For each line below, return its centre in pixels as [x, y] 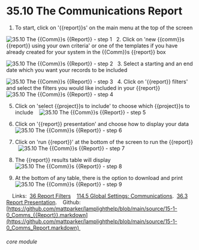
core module [22, 242]
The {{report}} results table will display [63, 159]
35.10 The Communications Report [94, 11]
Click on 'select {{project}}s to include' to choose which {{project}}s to [102, 106]
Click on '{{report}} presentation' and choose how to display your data [102, 124]
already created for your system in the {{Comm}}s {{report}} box [86, 52]
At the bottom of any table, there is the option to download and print [99, 177]
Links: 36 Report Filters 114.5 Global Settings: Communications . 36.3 [100, 195]
